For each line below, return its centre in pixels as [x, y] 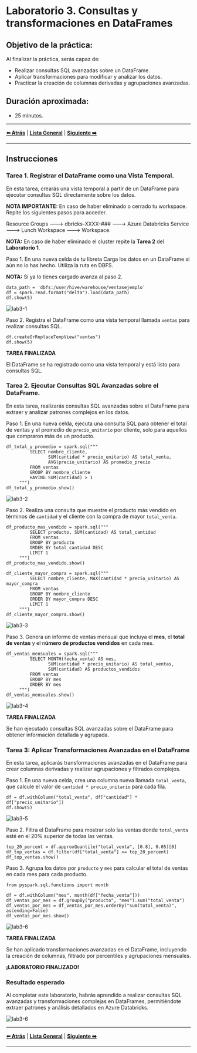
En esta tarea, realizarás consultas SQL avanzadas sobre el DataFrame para [98, 406]
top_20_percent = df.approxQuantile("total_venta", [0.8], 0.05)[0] [91, 847]
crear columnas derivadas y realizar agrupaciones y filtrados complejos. [93, 769]
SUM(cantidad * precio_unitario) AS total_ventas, [111, 664]
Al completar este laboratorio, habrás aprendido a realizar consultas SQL [94, 995]
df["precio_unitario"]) [35, 803]
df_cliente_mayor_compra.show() [45, 614]
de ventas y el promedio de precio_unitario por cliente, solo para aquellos [97, 429]
